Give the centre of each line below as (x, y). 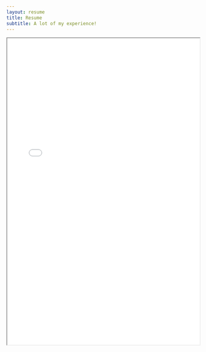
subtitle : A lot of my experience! (52, 23)
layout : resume (26, 12)
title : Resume (24, 18)
